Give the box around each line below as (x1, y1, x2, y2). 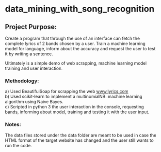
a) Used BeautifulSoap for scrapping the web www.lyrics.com (5, 89, 129, 94)
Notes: (5, 121, 21, 128)
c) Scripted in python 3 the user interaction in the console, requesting (5, 104, 144, 110)
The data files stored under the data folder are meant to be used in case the (5, 132, 157, 138)
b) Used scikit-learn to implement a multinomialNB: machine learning (5, 93, 143, 100)
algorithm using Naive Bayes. (5, 99, 64, 105)
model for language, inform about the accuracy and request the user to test (5, 46, 156, 51)
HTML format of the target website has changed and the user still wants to (5, 137, 154, 143)
